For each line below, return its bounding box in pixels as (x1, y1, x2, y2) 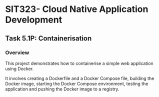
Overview (5, 49, 29, 56)
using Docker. (5, 65, 34, 71)
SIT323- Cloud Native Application (5, 3, 148, 15)
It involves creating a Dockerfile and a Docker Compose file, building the (5, 75, 154, 81)
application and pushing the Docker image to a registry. (5, 86, 119, 92)
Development (5, 14, 62, 25)
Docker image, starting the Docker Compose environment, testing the (5, 80, 148, 86)
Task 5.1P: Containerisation (5, 34, 92, 42)
